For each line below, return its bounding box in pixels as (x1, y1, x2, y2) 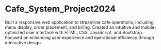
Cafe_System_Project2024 (5, 3, 116, 14)
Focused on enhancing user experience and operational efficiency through (5, 35, 154, 40)
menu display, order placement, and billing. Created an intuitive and (5, 24, 140, 30)
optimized (5, 29, 25, 35)
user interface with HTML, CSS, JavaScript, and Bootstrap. (26, 29, 144, 35)
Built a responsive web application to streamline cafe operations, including (5, 19, 154, 25)
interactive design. (5, 39, 42, 45)
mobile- (141, 24, 157, 30)
